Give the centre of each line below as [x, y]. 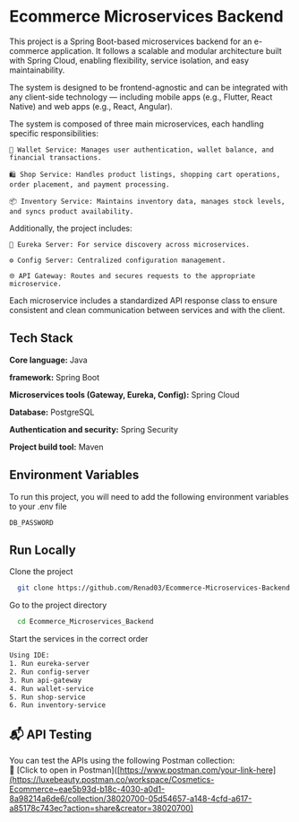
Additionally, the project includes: [71, 228]
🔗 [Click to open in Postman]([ [65, 770]
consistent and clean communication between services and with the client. [147, 310]
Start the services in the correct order [79, 639]
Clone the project [41, 572]
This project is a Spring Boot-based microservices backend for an [131, 41]
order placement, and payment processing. [90, 184]
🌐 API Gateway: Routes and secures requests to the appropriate [132, 275]
